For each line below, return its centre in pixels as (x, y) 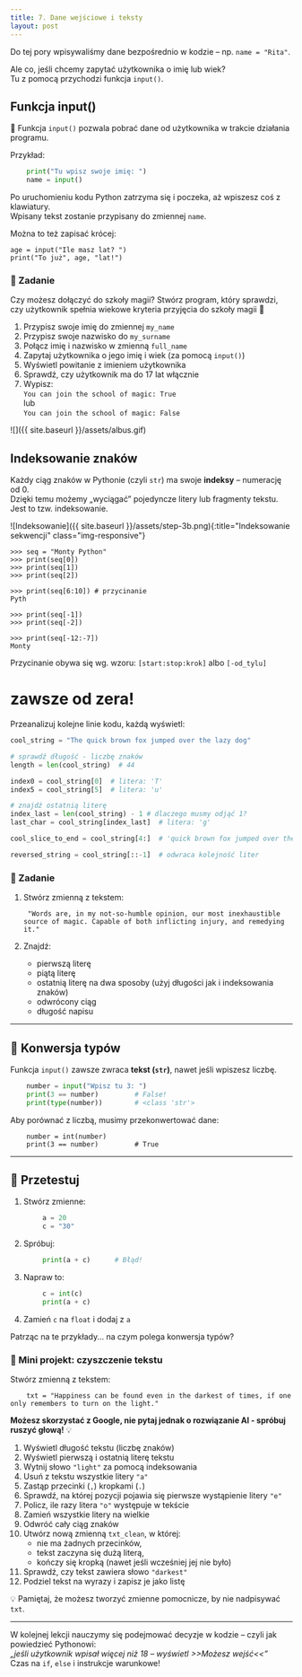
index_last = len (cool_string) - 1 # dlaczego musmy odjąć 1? (129, 814)
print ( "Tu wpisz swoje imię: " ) (86, 171)
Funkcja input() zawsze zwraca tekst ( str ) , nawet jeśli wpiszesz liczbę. (143, 1069)
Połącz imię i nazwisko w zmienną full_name (105, 346)
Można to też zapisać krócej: (63, 233)
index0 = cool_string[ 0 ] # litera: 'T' (87, 781)
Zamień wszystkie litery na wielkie (86, 1515)
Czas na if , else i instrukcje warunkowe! (85, 1664)
